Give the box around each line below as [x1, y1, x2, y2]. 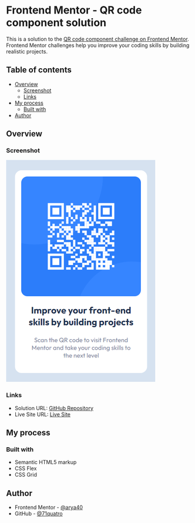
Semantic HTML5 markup [14, 459, 77, 466]
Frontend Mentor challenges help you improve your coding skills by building [6, 42, 190, 49]
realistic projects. [6, 48, 48, 55]
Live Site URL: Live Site [14, 411, 71, 418]
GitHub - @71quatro [14, 510, 63, 517]
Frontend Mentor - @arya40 [14, 504, 83, 511]
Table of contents [6, 65, 72, 75]
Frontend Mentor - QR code [6, 4, 142, 17]
